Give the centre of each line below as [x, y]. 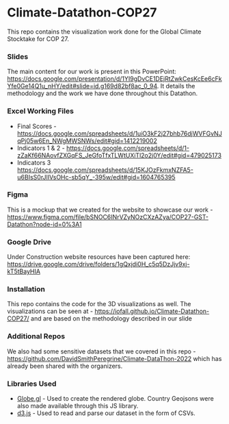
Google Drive [29, 242]
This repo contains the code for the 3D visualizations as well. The [99, 304]
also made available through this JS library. [78, 406]
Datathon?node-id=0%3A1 [44, 224]
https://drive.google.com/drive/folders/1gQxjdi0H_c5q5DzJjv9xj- [98, 264]
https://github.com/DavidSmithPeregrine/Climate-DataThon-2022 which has [114, 358]
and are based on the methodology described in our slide [111, 319]
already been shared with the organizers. [65, 366]
